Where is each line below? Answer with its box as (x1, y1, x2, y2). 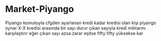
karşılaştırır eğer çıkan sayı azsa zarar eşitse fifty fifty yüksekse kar (5, 30, 144, 36)
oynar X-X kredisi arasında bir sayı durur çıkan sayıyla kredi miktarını (5, 25, 146, 31)
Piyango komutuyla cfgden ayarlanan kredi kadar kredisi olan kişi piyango (5, 20, 157, 26)
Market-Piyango (5, 3, 74, 15)
